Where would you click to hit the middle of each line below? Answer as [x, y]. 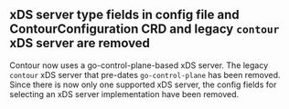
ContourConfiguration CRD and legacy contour [144, 30]
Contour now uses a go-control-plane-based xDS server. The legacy [139, 65]
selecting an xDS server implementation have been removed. [124, 94]
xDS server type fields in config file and [124, 15]
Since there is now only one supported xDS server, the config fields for [143, 84]
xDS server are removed [80, 43]
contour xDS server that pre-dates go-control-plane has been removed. [145, 74]
